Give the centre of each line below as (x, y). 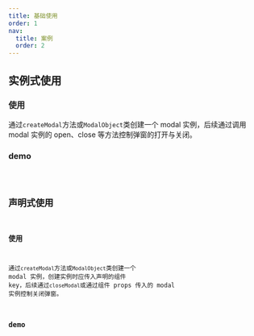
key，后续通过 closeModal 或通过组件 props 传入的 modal (92, 286)
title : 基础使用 (33, 16)
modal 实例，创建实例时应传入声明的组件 (67, 277)
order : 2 (30, 46)
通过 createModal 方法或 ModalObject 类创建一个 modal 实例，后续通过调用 (127, 124)
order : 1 (23, 23)
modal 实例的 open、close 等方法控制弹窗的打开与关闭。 (103, 135)
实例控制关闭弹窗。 (35, 294)
